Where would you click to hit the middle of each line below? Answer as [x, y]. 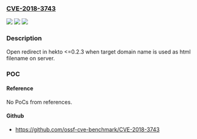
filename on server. [31, 58]
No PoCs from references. [39, 102]
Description [24, 38]
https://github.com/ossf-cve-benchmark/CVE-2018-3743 [87, 129]
